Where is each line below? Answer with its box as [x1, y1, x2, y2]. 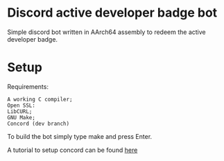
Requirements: [7, 82, 49, 91]
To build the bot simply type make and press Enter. [7, 132, 153, 140]
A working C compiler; [7, 96, 73, 103]
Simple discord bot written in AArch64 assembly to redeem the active [7, 28, 206, 36]
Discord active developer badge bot [7, 5, 218, 21]
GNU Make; [7, 114, 36, 121]
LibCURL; [7, 108, 33, 115]
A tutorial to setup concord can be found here [7, 146, 138, 154]
